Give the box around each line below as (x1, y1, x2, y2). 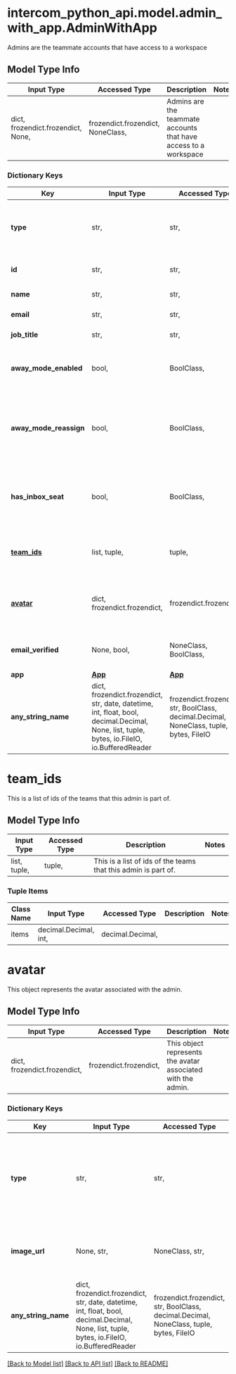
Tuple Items (7, 886, 48, 896)
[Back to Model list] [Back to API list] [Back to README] (7, 1359, 169, 1368)
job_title (11, 330, 39, 339)
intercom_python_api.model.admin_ (7, 5, 223, 21)
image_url (11, 1247, 45, 1256)
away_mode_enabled (11, 363, 83, 373)
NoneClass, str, (153, 1247, 205, 1256)
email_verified (11, 645, 59, 655)
